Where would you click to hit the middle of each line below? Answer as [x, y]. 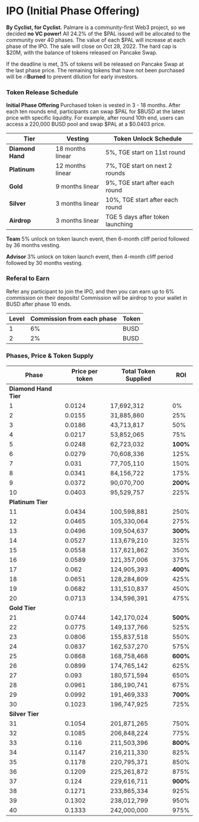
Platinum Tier [29, 502]
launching [119, 225]
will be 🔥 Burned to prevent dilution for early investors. [72, 76]
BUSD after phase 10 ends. [39, 304]
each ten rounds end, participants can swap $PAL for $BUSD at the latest [96, 111]
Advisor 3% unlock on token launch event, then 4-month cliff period [90, 257]
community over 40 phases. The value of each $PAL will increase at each [96, 40]
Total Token [138, 371]
